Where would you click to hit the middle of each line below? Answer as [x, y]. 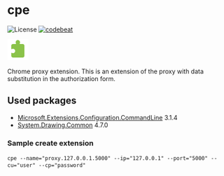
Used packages [42, 101]
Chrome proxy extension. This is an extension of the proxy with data [106, 71]
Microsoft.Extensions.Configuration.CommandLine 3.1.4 [97, 117]
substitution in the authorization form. [61, 78]
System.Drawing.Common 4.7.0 [63, 125]
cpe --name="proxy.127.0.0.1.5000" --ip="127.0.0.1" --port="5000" [108, 159]
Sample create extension [50, 143]
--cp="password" [62, 166]
